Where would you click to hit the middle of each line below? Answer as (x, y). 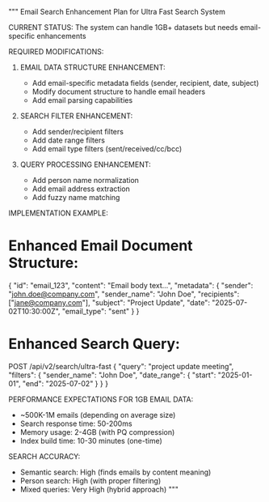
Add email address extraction (81, 189)
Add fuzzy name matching (76, 197)
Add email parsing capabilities (82, 100)
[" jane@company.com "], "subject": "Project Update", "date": (109, 302)
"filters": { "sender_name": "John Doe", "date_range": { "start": (112, 375)
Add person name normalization (86, 180)
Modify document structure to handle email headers (119, 91)
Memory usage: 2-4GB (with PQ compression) (97, 432)
